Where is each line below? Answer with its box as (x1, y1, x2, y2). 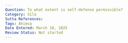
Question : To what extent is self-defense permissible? (5, 7, 123, 12)
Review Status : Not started (5, 30, 64, 35)
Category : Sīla (5, 12, 37, 17)
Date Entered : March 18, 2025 (5, 26, 68, 31)
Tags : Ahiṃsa (5, 21, 32, 26)
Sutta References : (5, 16, 43, 21)
